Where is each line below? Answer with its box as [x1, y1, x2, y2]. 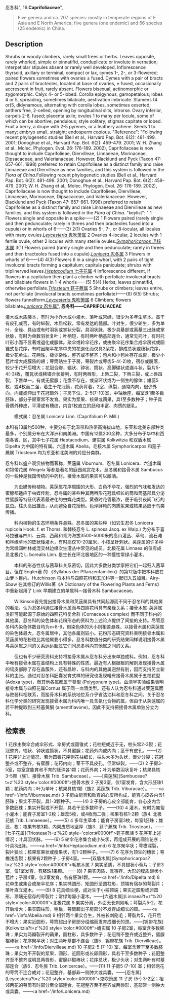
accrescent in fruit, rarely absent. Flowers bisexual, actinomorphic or [5, 86, 149, 92]
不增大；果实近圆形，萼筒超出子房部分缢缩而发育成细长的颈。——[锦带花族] [5, 918, 164, 924]
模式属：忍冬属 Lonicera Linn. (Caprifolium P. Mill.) [14, 413, 120, 419]
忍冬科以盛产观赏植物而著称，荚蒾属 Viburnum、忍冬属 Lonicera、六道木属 [5, 460, 162, 466]
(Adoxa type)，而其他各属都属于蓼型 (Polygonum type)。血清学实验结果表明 [5, 679, 164, 685]
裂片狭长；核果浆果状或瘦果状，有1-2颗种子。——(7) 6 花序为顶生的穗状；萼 [5, 848, 164, 855]
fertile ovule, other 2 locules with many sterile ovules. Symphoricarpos [5, 238, 151, 244]
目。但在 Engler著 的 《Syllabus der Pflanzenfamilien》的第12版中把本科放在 [5, 568, 164, 574]
